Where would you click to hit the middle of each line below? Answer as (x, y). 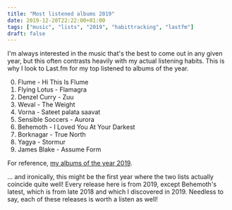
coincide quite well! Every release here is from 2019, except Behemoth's (112, 185)
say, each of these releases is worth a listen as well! (83, 199)
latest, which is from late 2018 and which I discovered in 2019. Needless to (116, 192)
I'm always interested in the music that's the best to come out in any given (115, 54)
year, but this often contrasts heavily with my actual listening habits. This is (116, 61)
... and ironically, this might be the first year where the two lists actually (110, 177)
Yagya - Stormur (41, 142)
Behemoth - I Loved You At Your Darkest (76, 127)
